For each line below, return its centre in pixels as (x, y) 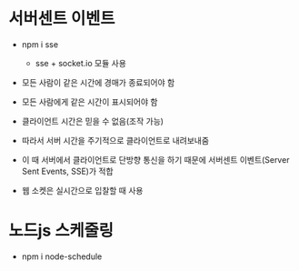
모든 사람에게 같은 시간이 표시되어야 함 (90, 102)
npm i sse (40, 44)
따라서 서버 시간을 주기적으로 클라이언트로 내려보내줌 (115, 140)
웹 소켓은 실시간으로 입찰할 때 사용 (82, 190)
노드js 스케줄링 (61, 231)
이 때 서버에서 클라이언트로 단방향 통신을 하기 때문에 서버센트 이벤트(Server (155, 159)
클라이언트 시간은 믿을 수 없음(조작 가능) (93, 121)
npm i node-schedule (62, 256)
